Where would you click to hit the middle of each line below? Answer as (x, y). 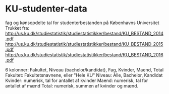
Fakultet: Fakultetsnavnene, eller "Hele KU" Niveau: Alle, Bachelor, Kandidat (84, 75)
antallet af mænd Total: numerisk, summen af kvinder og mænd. (72, 85)
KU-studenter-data (46, 9)
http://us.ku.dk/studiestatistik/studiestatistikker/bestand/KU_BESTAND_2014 (84, 33)
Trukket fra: (17, 28)
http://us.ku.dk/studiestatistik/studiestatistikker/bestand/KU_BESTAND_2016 (84, 55)
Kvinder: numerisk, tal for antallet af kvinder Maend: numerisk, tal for (77, 80)
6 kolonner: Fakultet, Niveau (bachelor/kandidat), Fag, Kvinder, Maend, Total (84, 70)
